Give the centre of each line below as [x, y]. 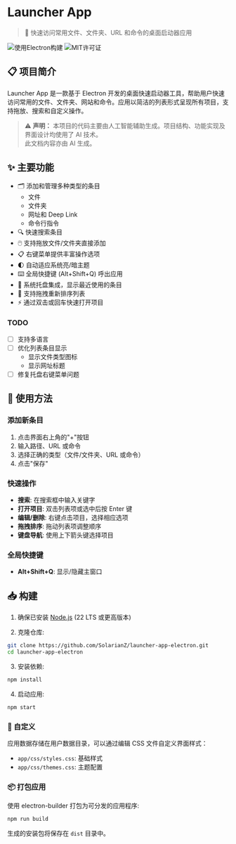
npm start [22, 707]
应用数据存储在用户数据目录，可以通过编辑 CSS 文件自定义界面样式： [108, 743]
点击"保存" [33, 463]
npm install [25, 680]
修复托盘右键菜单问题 [48, 374]
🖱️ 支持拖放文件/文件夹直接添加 [62, 242]
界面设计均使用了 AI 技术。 [63, 134]
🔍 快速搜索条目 [40, 232]
